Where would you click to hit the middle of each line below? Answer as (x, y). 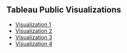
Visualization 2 (34, 31)
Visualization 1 (33, 24)
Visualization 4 (34, 43)
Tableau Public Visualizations (64, 10)
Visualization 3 (34, 37)
